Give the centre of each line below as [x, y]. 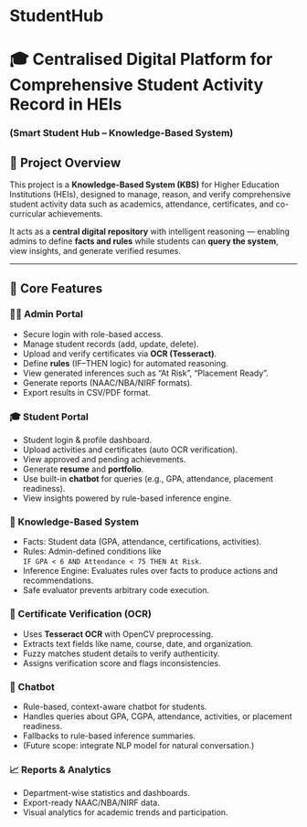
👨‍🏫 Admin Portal [47, 314]
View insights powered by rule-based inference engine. [127, 498]
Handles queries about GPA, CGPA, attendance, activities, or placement [157, 716]
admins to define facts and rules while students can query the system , [144, 241]
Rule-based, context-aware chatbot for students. [115, 706]
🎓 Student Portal [49, 417]
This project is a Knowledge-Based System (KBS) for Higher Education [145, 185]
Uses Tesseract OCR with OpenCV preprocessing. [118, 634]
